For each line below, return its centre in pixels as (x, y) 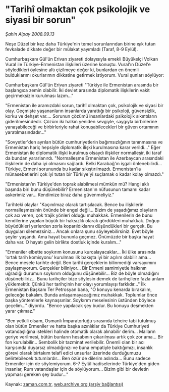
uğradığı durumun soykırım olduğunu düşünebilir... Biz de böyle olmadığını (82, 273)
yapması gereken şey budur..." (37, 374)
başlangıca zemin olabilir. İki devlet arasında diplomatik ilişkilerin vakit (77, 90)
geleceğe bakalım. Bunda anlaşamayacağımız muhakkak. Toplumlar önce (81, 295)
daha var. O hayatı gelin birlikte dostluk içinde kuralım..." (64, 242)
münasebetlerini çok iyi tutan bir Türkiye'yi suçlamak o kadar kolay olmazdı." (84, 174)
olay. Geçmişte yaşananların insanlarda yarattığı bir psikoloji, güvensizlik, (81, 111)
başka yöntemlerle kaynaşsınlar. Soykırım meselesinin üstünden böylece (80, 300)
